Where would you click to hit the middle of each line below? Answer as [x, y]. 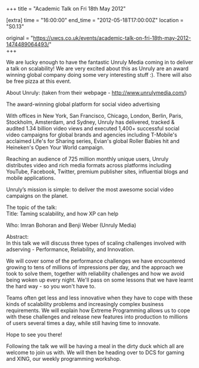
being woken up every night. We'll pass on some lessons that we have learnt [100, 280]
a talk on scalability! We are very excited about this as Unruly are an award [97, 68]
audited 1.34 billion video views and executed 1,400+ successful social [93, 128]
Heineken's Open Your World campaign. [55, 147]
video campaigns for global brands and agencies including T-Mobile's [92, 135]
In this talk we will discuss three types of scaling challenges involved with [96, 243]
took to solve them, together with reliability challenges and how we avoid [95, 274]
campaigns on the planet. [37, 196]
